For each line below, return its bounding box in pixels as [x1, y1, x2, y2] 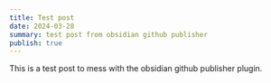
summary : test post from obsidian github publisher [9, 30, 208, 39]
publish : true [9, 38, 63, 48]
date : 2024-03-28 [9, 22, 75, 31]
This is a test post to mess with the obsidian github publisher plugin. [9, 63, 263, 74]
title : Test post [9, 13, 75, 23]
